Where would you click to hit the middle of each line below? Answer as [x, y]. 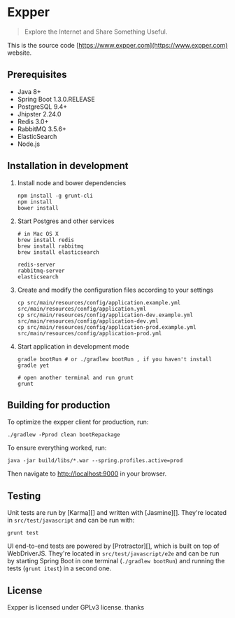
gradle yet [33, 365]
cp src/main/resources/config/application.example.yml [99, 302]
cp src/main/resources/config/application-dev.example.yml [105, 315]
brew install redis [46, 240]
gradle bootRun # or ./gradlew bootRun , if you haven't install [114, 359]
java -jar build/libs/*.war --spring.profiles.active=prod [95, 461]
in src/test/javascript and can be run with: [71, 520]
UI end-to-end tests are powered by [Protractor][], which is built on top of [113, 546]
